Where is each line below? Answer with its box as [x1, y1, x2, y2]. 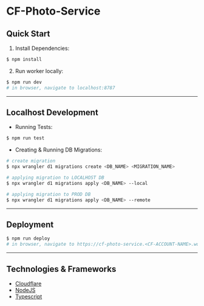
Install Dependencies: [15, 44, 70, 52]
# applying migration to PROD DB [6, 191, 91, 197]
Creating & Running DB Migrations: [15, 146, 102, 153]
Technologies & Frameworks [6, 263, 117, 274]
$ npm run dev [6, 79, 42, 85]
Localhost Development [6, 108, 98, 118]
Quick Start [6, 29, 50, 39]
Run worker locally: [15, 67, 64, 74]
